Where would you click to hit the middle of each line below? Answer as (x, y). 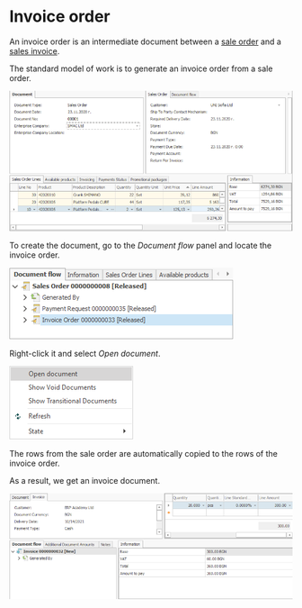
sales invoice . (35, 50)
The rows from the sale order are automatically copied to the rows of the (144, 453)
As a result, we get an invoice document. (84, 480)
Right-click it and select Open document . (85, 353)
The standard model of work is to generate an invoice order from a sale (141, 68)
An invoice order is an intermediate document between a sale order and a (145, 41)
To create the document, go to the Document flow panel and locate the (141, 245)
